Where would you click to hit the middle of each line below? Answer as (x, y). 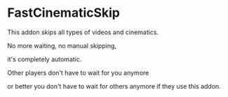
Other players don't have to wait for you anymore (78, 73)
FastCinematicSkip (64, 13)
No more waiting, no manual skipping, (62, 45)
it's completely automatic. (45, 59)
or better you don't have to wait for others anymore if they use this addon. (114, 86)
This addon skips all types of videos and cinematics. (83, 32)
